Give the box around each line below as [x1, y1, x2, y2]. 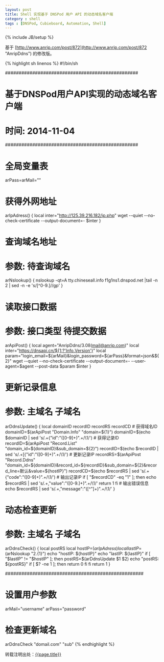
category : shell [5, 16, 41, 21]
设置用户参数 [5, 589, 57, 600]
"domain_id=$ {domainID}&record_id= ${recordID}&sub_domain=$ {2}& [5, 462, 146, 468]
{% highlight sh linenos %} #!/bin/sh [5, 60, 78, 66]
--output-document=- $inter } [41, 218, 101, 224]
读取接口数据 [5, 301, 57, 313]
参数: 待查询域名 [5, 261, 70, 272]
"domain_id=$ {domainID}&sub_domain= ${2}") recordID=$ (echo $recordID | [5, 445, 159, 451]
